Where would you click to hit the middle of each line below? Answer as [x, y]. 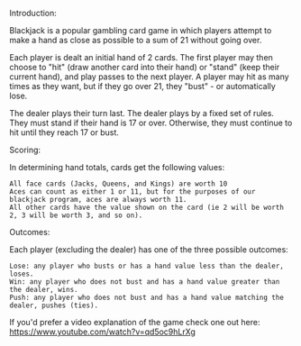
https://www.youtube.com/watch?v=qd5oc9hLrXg [102, 332]
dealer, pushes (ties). [54, 305]
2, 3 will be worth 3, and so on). [76, 215]
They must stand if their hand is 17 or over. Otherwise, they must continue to [151, 123]
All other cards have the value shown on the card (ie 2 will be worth [146, 207]
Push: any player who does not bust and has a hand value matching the [146, 297]
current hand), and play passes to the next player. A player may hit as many [150, 77]
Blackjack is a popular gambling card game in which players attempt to [141, 30]
